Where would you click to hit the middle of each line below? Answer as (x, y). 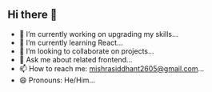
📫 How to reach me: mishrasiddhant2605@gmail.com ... (112, 68)
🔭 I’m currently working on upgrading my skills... (98, 34)
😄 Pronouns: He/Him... (57, 80)
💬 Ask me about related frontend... (76, 59)
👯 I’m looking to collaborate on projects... (86, 51)
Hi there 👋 (32, 15)
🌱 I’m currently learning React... (71, 42)
